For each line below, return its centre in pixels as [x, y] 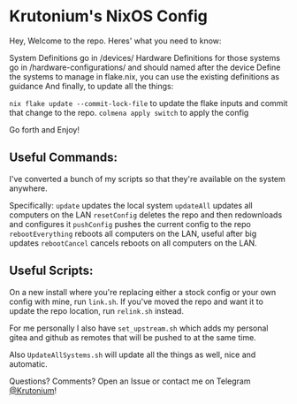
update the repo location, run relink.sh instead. [96, 310]
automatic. [29, 363]
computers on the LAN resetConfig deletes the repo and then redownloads [146, 215]
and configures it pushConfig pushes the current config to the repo [130, 224]
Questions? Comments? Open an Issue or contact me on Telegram [130, 381]
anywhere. [28, 188]
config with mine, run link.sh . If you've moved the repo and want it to [136, 301]
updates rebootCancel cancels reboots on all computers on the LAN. [133, 243]
